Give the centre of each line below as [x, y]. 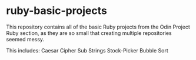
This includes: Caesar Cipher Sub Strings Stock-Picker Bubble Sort [87, 50]
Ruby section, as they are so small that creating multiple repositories [89, 33]
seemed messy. [25, 39]
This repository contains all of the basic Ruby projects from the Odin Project [98, 27]
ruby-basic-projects [57, 11]
